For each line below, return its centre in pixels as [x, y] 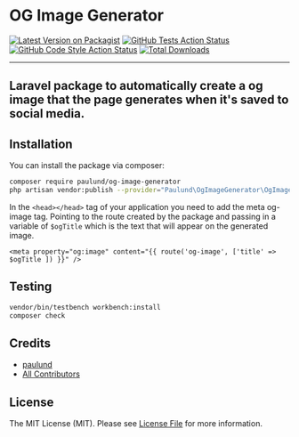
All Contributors [51, 374]
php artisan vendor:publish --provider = [85, 190]
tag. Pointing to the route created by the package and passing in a [155, 216]
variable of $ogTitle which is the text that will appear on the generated [139, 226]
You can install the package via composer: [87, 166]
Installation [41, 144]
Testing [31, 287]
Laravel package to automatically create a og [136, 86]
